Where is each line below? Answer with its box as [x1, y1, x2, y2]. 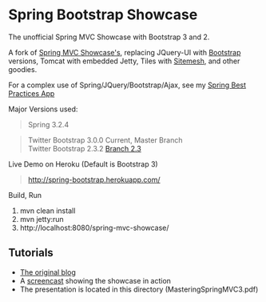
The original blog [19, 267, 76, 277]
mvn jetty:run [19, 214, 64, 223]
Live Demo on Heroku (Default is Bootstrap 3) [8, 159, 158, 169]
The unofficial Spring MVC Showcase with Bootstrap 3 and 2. [8, 32, 210, 42]
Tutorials [8, 246, 54, 260]
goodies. [8, 64, 38, 74]
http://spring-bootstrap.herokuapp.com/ [27, 175, 161, 184]
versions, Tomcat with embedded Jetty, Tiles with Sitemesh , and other [8, 56, 240, 66]
